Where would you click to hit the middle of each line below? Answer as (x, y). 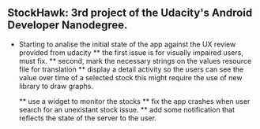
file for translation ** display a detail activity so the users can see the (131, 69)
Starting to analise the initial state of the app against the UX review (127, 44)
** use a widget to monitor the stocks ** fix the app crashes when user (134, 101)
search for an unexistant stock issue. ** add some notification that (126, 109)
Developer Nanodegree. (68, 26)
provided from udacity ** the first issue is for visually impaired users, (131, 52)
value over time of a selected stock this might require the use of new (130, 77)
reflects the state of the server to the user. (88, 118)
